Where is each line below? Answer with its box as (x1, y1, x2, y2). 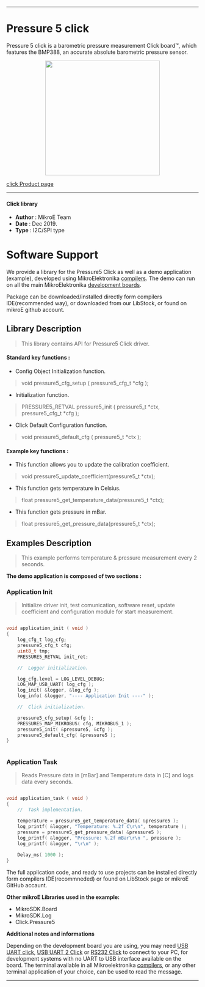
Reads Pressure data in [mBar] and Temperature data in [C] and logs (21, 772, 194, 779)
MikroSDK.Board (15, 906, 57, 913)
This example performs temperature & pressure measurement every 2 (21, 554, 197, 561)
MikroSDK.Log (15, 912, 52, 919)
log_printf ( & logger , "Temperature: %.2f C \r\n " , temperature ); (17, 823, 187, 829)
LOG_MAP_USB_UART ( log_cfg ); (17, 681, 95, 688)
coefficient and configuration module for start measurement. (21, 608, 174, 615)
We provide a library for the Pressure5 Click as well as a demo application (6, 268, 192, 276)
